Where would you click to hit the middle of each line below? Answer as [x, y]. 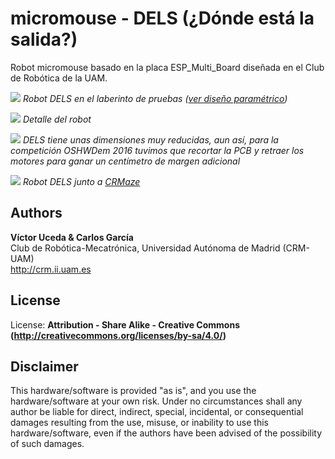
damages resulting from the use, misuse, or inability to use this [139, 423]
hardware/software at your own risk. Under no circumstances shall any [156, 401]
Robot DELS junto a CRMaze [81, 181]
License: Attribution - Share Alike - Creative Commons [125, 324]
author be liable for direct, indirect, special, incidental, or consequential [157, 412]
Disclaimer [44, 366]
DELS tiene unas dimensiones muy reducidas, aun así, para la [150, 139]
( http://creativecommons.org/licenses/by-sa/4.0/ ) [118, 335]
